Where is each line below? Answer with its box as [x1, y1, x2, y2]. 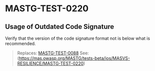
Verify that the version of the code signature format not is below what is [5, 35, 151, 41]
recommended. [5, 41, 36, 47]
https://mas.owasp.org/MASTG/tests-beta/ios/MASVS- [19, 55, 130, 61]
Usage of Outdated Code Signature [5, 23, 114, 31]
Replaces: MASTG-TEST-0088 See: [17, 50, 89, 56]
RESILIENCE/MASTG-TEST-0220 [17, 61, 84, 66]
